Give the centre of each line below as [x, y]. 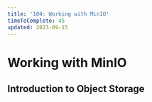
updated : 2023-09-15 [38, 27]
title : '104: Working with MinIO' [59, 14]
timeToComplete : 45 [36, 21]
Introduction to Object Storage [76, 89]
